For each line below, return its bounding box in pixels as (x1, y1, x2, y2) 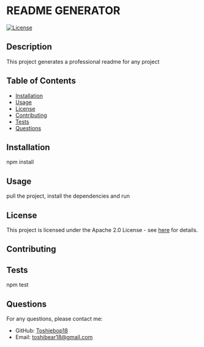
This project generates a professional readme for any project (6, 58, 160, 65)
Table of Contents (6, 76, 77, 86)
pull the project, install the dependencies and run (6, 192, 130, 200)
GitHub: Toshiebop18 (15, 327, 69, 334)
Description (6, 42, 52, 52)
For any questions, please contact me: (6, 315, 103, 323)
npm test (6, 281, 29, 288)
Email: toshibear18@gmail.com (15, 334, 93, 341)
